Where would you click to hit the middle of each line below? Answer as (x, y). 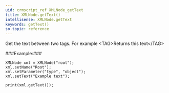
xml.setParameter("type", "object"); (46, 72)
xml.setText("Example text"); (38, 76)
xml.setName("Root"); (28, 67)
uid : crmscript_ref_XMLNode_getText (44, 10)
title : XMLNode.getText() (33, 15)
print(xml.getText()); (29, 85)
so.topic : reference (27, 29)
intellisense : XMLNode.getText (39, 19)
